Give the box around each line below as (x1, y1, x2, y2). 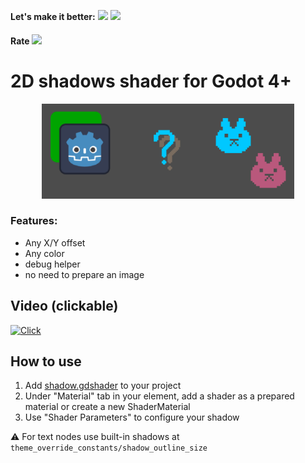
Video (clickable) (10, 298, 119, 315)
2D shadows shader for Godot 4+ (10, 70, 292, 92)
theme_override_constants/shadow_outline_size (10, 443, 208, 454)
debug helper (24, 258, 81, 270)
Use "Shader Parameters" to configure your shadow (24, 411, 240, 424)
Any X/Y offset (24, 236, 86, 249)
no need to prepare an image (24, 268, 145, 280)
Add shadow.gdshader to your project (24, 380, 182, 392)
